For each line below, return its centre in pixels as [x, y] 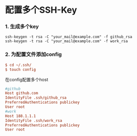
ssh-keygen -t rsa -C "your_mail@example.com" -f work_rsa [67, 41]
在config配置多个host [27, 79]
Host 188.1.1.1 [21, 116]
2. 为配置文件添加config [34, 54]
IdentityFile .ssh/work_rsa [34, 120]
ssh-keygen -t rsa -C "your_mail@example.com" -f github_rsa [69, 37]
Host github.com [22, 93]
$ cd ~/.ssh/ [18, 65]
